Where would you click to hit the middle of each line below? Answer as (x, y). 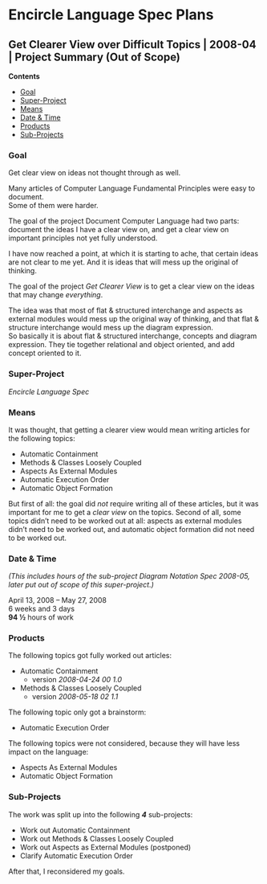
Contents (24, 76)
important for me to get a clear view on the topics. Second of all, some (125, 512)
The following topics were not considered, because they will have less (124, 743)
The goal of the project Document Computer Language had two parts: (124, 221)
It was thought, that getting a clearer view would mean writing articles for (129, 430)
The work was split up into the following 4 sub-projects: (101, 814)
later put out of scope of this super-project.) (81, 585)
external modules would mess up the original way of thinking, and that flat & (133, 319)
